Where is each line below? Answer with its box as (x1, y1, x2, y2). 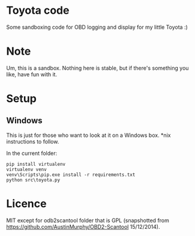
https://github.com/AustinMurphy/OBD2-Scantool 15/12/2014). (6, 223, 160, 230)
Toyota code (6, 4, 70, 17)
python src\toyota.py (6, 177, 61, 183)
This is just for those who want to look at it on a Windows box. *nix (6, 132, 171, 139)
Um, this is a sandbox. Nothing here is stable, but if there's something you (6, 64, 189, 71)
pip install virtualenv (6, 161, 66, 167)
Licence (6, 197, 47, 211)
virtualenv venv (6, 166, 47, 172)
